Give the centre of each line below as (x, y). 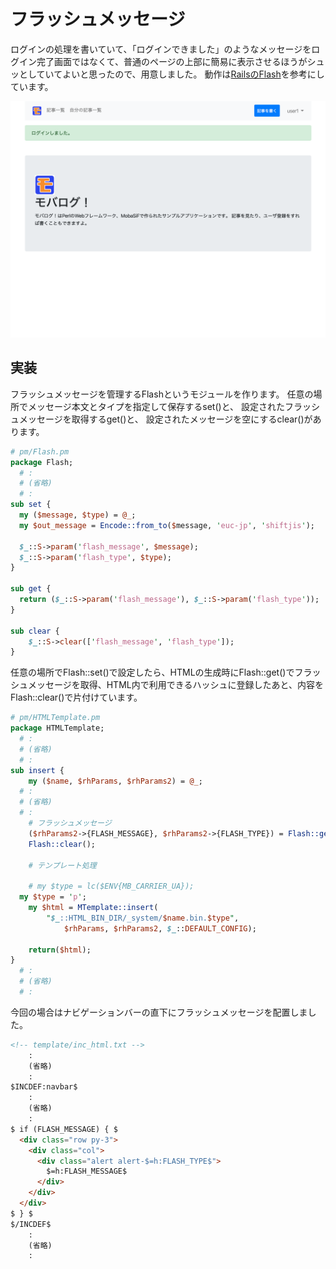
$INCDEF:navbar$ (44, 1087)
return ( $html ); (60, 950)
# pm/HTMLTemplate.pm (55, 718)
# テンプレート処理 (62, 865)
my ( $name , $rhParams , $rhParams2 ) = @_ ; (115, 781)
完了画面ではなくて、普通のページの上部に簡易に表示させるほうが (172, 61)
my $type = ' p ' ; (53, 897)
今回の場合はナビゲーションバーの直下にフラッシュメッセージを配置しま (159, 1012)
